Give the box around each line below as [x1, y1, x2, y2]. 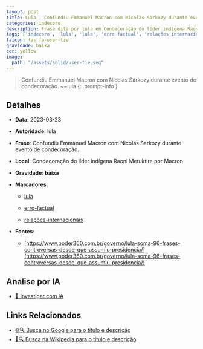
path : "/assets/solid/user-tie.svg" [11, 59, 104, 65]
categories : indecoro [6, 20, 61, 26]
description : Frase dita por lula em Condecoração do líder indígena [6, 25, 185, 32]
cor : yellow [6, 48, 36, 54]
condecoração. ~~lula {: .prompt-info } [21, 82, 118, 90]
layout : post [6, 8, 39, 15]
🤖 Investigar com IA [14, 293, 64, 300]
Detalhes [6, 100, 41, 110]
